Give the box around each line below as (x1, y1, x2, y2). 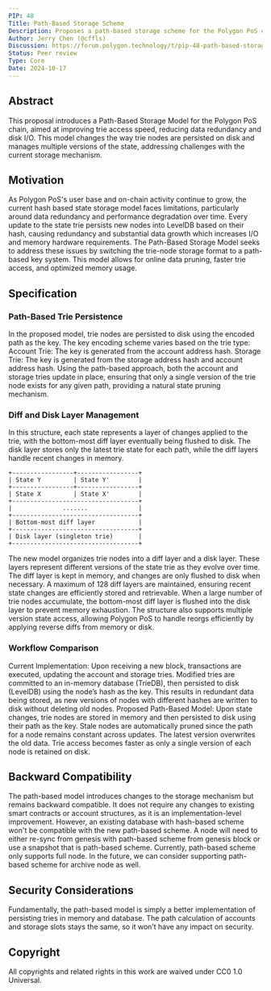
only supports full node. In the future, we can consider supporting (8, 851, 227, 861)
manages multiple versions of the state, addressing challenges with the (8, 141, 245, 151)
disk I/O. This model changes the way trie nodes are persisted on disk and (8, 132, 255, 142)
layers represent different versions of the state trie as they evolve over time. (8, 562, 261, 572)
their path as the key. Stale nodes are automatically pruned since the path (8, 721, 253, 730)
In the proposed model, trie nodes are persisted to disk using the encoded (8, 329, 255, 339)
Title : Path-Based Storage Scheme (8, 19, 125, 27)
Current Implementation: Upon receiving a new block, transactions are (8, 661, 242, 671)
